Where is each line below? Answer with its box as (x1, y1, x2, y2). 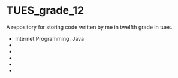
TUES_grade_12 (6, 4, 85, 17)
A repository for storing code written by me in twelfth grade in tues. (6, 23, 173, 31)
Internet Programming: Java (14, 35, 85, 42)
